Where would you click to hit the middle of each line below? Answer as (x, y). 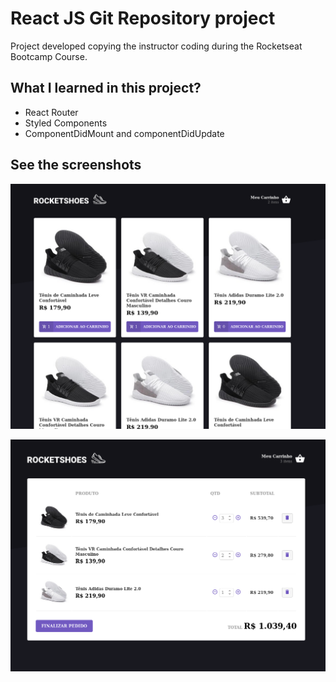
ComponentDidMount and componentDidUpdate (124, 133)
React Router (51, 112)
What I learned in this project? (106, 88)
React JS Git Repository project (143, 18)
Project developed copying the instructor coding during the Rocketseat (156, 46)
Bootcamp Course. (49, 56)
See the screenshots (76, 165)
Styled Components (66, 123)
